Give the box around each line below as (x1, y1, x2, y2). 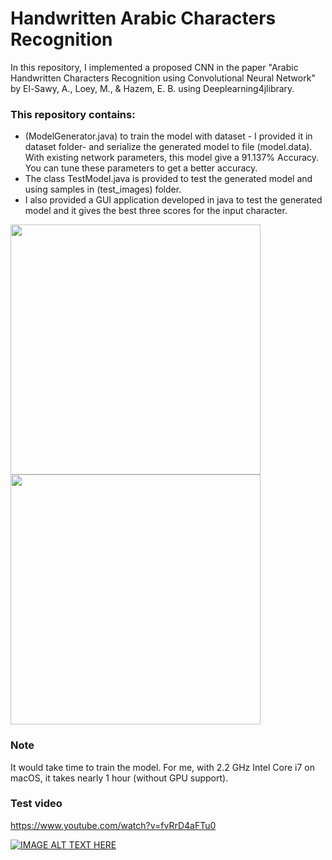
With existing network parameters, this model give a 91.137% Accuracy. (24, 152, 320, 164)
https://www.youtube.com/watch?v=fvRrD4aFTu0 (10, 819, 217, 831)
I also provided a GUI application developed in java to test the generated (24, 194, 323, 206)
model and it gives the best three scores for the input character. (24, 205, 288, 217)
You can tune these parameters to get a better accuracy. (24, 162, 258, 174)
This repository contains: (10, 107, 136, 121)
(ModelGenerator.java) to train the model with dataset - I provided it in (24, 130, 313, 142)
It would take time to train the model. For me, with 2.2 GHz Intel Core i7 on (10, 761, 315, 773)
